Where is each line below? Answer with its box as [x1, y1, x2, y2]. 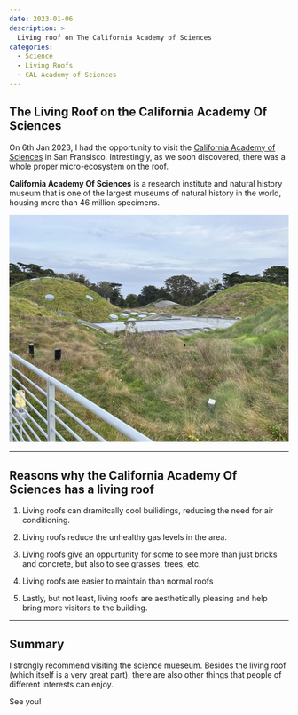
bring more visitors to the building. [21, 602, 148, 613]
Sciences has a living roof [9, 481, 155, 497]
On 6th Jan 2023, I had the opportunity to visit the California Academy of [9, 142, 276, 153]
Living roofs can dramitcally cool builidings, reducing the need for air [21, 505, 274, 516]
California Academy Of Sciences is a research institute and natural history [9, 178, 283, 188]
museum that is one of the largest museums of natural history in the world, [9, 187, 282, 198]
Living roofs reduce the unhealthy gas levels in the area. [21, 532, 228, 543]
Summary [9, 636, 65, 652]
